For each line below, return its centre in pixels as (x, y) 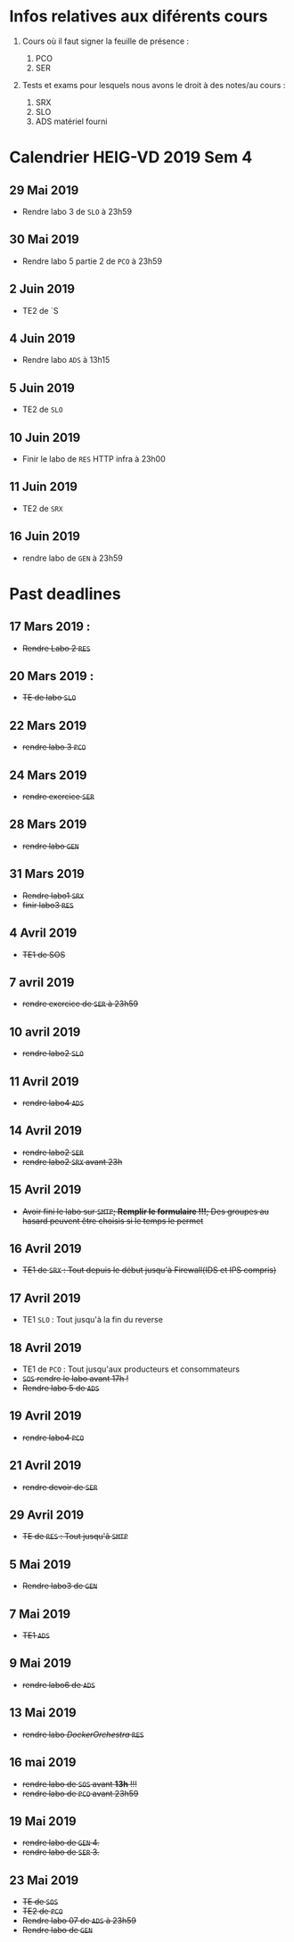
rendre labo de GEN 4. (61, 1843)
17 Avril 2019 (45, 1298)
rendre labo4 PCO (53, 1438)
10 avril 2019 (45, 1032)
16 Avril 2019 (45, 1248)
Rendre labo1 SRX (53, 895)
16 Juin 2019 (45, 537)
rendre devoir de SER (60, 1487)
